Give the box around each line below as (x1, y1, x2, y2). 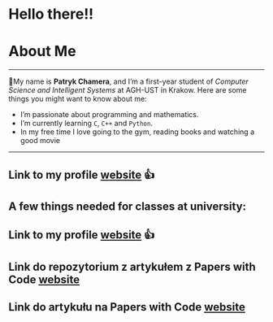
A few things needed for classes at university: (8, 199, 246, 213)
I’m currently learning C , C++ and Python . (19, 119, 153, 128)
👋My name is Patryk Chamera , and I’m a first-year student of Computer (8, 76, 249, 86)
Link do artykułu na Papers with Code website (8, 300, 245, 314)
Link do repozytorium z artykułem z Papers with (8, 259, 256, 273)
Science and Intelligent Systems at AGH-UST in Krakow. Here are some (8, 85, 247, 95)
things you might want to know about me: (8, 94, 148, 104)
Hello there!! (8, 5, 94, 24)
